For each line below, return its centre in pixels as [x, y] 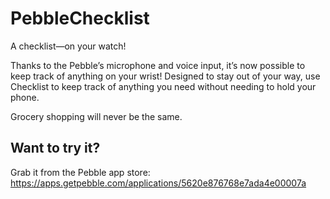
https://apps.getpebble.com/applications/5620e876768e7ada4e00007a [158, 183]
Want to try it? [55, 148]
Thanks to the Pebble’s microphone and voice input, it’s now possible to [158, 65]
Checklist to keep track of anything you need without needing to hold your [163, 86]
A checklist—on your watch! [68, 46]
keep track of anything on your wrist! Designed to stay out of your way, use [165, 76]
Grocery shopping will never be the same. [96, 116]
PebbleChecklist [80, 18]
